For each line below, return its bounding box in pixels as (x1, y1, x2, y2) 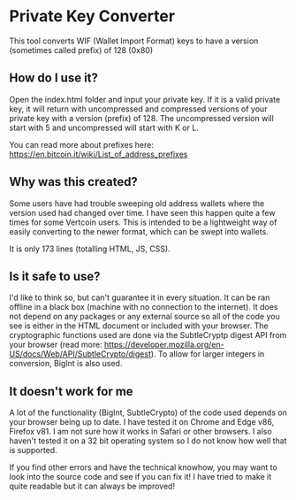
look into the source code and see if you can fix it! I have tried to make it (9, 472, 272, 482)
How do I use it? (9, 71, 99, 86)
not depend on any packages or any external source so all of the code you (9, 312, 280, 322)
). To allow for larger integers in (150, 349, 265, 359)
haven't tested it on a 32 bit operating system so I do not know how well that (9, 435, 287, 446)
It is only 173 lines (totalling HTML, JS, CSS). (9, 243, 171, 254)
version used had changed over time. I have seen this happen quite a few (9, 207, 276, 218)
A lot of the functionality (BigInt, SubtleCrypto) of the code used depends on (9, 407, 287, 418)
